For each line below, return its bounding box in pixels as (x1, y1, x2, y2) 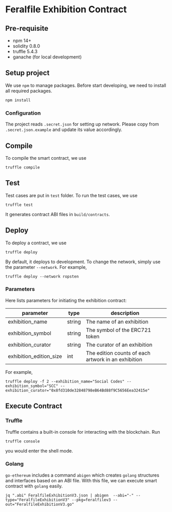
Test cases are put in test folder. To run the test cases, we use (5, 192, 138, 198)
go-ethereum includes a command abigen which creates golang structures (5, 472, 160, 478)
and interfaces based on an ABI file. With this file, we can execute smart (5, 477, 157, 483)
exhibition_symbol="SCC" (5, 383, 58, 389)
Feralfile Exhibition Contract (5, 4, 127, 15)
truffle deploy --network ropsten (5, 274, 79, 279)
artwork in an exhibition (85, 356, 142, 363)
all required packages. (5, 88, 53, 94)
